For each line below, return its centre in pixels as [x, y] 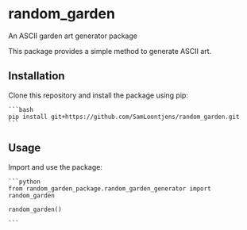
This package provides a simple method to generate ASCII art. [110, 51]
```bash [21, 109]
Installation [37, 76]
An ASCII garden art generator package [73, 36]
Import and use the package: [56, 167]
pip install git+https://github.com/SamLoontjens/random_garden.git [124, 117]
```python [25, 182]
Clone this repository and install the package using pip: [98, 95]
